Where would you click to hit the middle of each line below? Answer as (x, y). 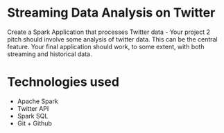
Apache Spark (38, 101)
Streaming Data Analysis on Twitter (111, 13)
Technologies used (63, 82)
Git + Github (34, 123)
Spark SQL (33, 116)
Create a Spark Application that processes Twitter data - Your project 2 (109, 32)
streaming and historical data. (50, 54)
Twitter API (33, 108)
